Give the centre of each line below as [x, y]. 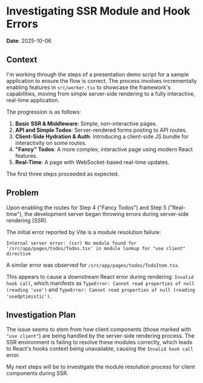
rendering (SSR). [27, 220]
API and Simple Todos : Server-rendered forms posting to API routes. [101, 130]
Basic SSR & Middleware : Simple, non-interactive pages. [86, 123]
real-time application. [33, 100]
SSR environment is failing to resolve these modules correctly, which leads [99, 342]
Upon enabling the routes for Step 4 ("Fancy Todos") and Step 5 [86, 208]
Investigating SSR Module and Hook [98, 11]
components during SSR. [37, 373]
